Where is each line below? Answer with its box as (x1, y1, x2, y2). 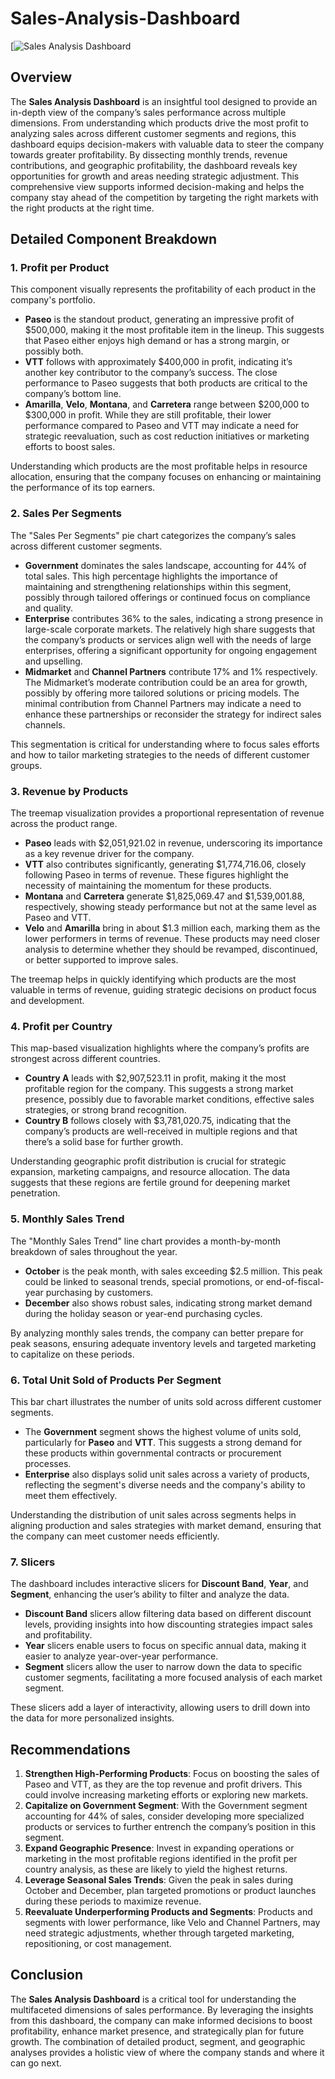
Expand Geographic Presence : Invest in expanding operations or (24, 1842, 295, 1854)
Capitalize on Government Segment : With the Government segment (24, 1800, 308, 1812)
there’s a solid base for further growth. (24, 1136, 184, 1148)
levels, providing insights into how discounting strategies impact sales (24, 1618, 313, 1631)
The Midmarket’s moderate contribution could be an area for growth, (24, 676, 308, 688)
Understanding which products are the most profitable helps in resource (10, 460, 308, 472)
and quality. (24, 602, 74, 614)
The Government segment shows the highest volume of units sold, (24, 1425, 302, 1437)
